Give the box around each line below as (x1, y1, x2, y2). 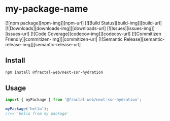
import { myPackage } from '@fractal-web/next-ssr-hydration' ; (5, 97, 142, 102)
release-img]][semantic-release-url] (5, 41, 81, 47)
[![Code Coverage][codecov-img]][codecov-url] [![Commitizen (30, 31, 161, 37)
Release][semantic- (123, 36, 165, 42)
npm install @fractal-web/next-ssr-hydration (5, 70, 103, 75)
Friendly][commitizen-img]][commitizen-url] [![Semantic (5, 36, 123, 42)
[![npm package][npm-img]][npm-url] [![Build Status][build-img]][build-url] (5, 20, 162, 26)
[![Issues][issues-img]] (107, 25, 155, 31)
